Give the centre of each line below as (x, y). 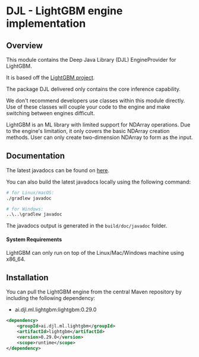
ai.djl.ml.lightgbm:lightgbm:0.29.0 (56, 309)
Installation (27, 277)
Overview (25, 45)
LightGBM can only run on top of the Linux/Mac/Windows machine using (95, 252)
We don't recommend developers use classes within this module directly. (96, 100)
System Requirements (34, 239)
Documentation (36, 156)
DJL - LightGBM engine (64, 11)
